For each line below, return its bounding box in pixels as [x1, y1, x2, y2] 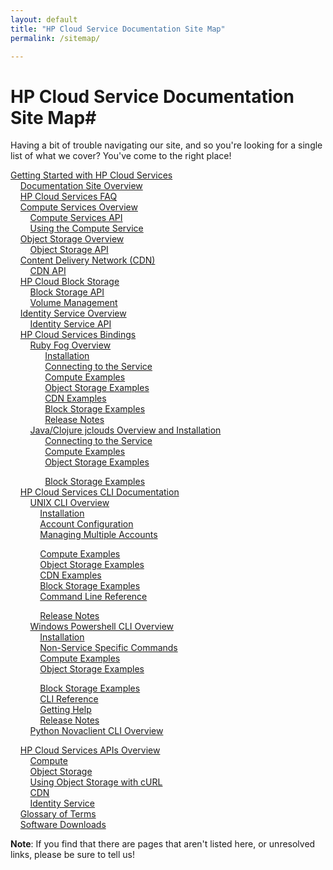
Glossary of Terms [19, 808, 97, 820]
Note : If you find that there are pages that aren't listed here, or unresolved [10, 838, 316, 850]
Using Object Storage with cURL [29, 776, 163, 788]
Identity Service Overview [19, 307, 127, 320]
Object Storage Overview [19, 233, 125, 245]
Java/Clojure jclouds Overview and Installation [29, 424, 222, 436]
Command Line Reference [39, 591, 148, 603]
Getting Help [39, 704, 92, 716]
